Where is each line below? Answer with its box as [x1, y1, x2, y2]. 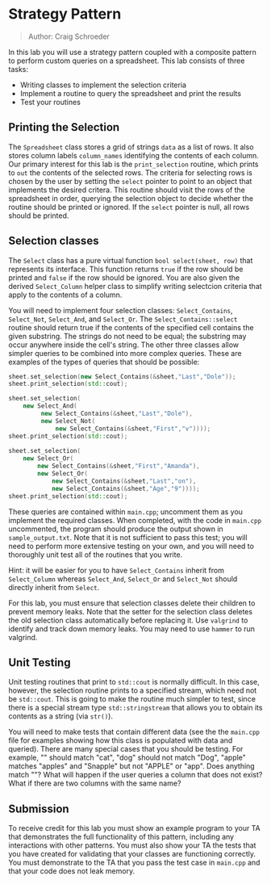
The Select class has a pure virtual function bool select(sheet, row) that [8, 255, 253, 265]
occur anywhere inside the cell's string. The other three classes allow [8, 340, 240, 350]
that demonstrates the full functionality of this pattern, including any [8, 832, 235, 842]
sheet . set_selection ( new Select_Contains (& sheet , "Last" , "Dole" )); [8, 372, 236, 380]
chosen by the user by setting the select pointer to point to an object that [8, 176, 252, 186]
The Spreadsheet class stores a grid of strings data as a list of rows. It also [8, 142, 254, 152]
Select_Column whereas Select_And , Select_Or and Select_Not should [8, 574, 238, 584]
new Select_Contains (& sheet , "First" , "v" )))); [55, 425, 211, 433]
